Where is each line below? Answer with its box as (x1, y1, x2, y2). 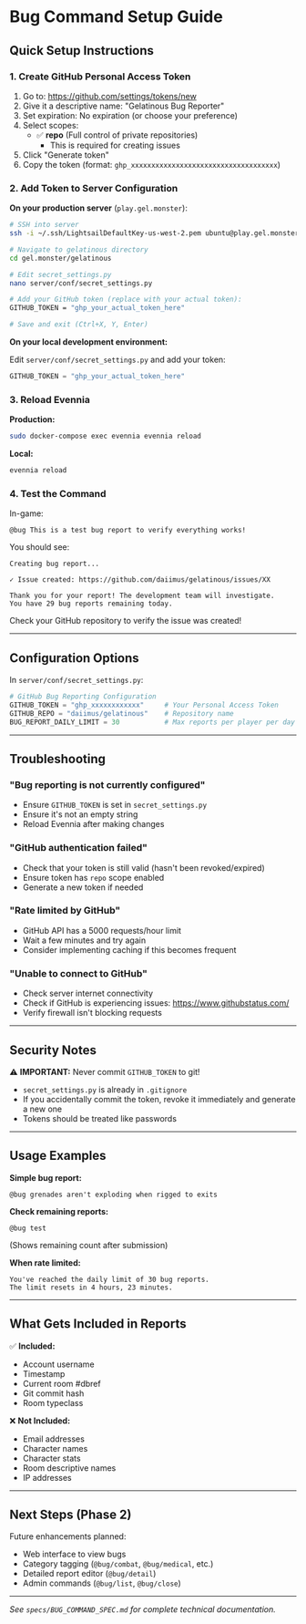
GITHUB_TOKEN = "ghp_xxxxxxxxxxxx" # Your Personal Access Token (9, 700, 280, 709)
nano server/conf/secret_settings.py (9, 278, 153, 288)
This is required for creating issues (49, 140, 180, 150)
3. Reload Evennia (9, 393, 91, 406)
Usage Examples (9, 1148, 107, 1164)
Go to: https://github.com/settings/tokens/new (22, 90, 198, 101)
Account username (22, 1359, 95, 1370)
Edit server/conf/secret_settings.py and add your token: (9, 354, 226, 366)
